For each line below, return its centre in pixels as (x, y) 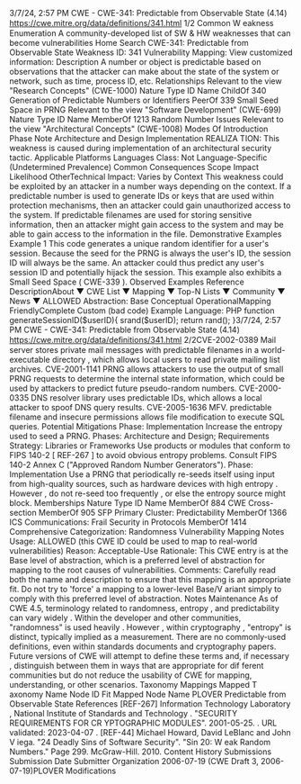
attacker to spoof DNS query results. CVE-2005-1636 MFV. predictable (141, 407)
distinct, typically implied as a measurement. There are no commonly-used (148, 637)
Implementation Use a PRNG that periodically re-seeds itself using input (142, 474)
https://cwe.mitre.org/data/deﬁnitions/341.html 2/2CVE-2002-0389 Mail (143, 340)
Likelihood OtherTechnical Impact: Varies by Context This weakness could (146, 176)
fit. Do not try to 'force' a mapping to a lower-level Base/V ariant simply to (146, 589)
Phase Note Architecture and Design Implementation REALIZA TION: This (145, 138)
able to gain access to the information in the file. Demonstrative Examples (146, 234)
